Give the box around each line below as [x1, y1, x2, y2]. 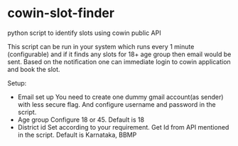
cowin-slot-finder [7, 5, 115, 21]
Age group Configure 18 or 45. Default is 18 [17, 115, 144, 124]
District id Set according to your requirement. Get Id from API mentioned [17, 122, 229, 131]
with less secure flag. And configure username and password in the [17, 100, 216, 108]
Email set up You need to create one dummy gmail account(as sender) [17, 93, 224, 101]
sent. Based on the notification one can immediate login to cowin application [7, 57, 231, 66]
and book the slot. [7, 65, 60, 73]
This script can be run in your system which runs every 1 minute [7, 42, 195, 51]
